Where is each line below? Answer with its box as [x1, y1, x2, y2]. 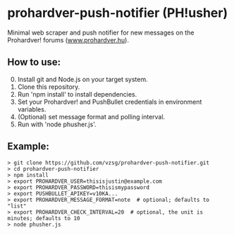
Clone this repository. [17, 83, 80, 91]
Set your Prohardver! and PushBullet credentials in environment [17, 97, 202, 106]
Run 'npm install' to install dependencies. [17, 90, 137, 98]
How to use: [7, 56, 61, 68]
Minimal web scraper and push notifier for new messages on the [7, 28, 195, 37]
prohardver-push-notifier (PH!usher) [7, 5, 228, 21]
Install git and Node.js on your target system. [17, 75, 148, 83]
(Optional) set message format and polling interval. [17, 112, 166, 121]
